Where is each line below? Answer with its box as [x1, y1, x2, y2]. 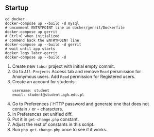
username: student [12, 88, 50, 93]
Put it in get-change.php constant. [12, 116, 79, 122]
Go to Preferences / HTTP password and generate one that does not [12, 101, 149, 107]
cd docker [5, 16, 25, 21]
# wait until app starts [5, 46, 55, 51]
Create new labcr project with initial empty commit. [12, 63, 115, 69]
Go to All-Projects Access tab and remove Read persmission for [12, 68, 141, 74]
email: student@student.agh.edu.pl [12, 92, 85, 97]
